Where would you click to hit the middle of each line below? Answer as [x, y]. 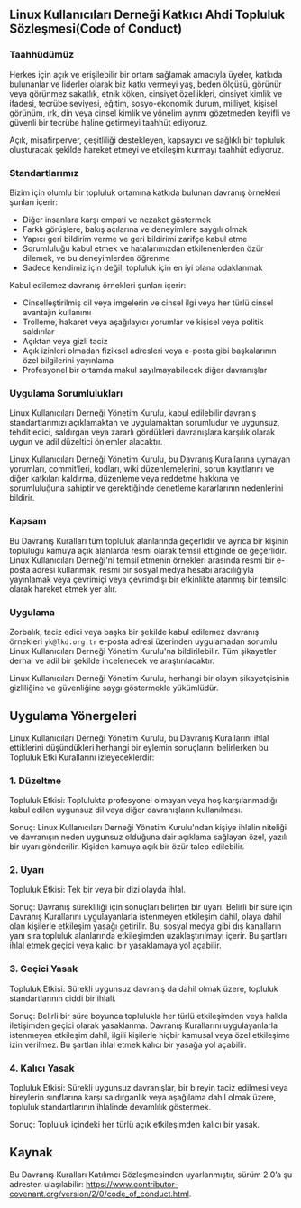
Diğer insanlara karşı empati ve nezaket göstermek [117, 220]
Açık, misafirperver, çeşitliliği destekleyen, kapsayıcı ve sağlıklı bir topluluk [147, 140]
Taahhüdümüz [42, 55]
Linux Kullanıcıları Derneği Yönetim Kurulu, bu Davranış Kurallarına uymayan [150, 459]
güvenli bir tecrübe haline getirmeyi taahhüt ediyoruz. [109, 122]
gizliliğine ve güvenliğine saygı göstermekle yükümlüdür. [114, 688]
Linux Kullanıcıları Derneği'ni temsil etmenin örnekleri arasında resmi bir [142, 560]
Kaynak [32, 1152]
